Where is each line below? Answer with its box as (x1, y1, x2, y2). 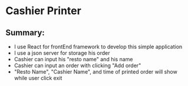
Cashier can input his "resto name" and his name (14, 56, 133, 62)
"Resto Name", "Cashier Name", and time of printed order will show (14, 68, 177, 75)
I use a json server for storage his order (14, 49, 110, 57)
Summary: (5, 28, 45, 38)
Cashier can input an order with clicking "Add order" (14, 62, 141, 69)
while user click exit (14, 75, 62, 81)
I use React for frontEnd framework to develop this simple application (14, 43, 183, 50)
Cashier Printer (5, 4, 82, 18)
